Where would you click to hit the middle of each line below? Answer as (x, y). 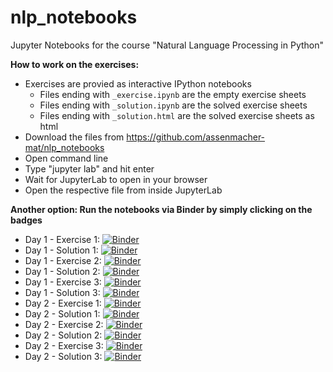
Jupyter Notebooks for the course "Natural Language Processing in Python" (167, 45)
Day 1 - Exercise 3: (63, 282)
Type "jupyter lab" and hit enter (89, 168)
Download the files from (74, 137)
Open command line (66, 158)
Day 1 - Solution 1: (61, 250)
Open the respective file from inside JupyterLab (123, 190)
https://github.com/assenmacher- (196, 137)
